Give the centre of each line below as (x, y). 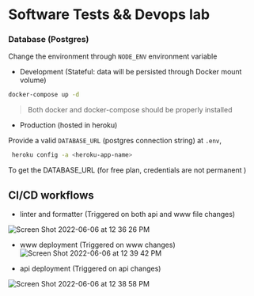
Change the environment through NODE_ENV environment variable (113, 56)
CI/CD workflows (51, 195)
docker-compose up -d (44, 95)
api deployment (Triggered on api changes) (90, 269)
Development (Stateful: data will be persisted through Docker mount (131, 72)
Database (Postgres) (49, 40)
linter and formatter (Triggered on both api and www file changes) (127, 214)
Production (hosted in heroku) (68, 125)
